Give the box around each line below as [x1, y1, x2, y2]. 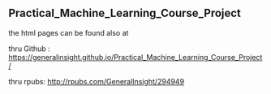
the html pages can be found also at [8, 28, 129, 37]
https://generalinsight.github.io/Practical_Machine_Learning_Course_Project [8, 52, 263, 62]
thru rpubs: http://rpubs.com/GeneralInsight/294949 [8, 76, 185, 86]
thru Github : [8, 44, 50, 53]
